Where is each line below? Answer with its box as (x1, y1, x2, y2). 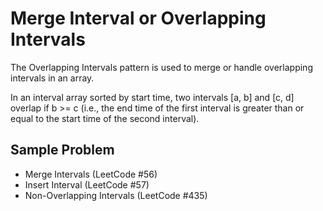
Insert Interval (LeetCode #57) (24, 178, 150, 191)
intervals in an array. (10, 72, 95, 84)
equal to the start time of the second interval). (10, 112, 200, 124)
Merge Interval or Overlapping (10, 7, 267, 30)
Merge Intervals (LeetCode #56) (24, 168, 158, 180)
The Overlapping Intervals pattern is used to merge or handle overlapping (10, 61, 313, 73)
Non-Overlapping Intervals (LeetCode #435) (24, 189, 208, 201)
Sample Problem (10, 142, 115, 159)
